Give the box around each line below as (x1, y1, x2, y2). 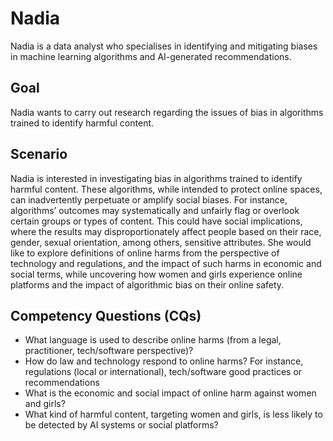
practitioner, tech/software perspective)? (24, 345, 194, 357)
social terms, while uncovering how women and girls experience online (10, 268, 303, 280)
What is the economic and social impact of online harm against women (24, 387, 317, 399)
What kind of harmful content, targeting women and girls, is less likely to (24, 408, 323, 421)
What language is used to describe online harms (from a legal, (24, 334, 282, 346)
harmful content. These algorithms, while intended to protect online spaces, (10, 183, 323, 195)
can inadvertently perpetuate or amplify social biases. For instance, (10, 193, 288, 206)
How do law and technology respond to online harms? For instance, (24, 355, 304, 367)
